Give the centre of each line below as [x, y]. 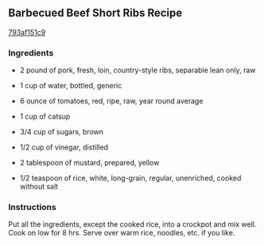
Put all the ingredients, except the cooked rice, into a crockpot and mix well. [132, 224]
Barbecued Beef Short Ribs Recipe [95, 13]
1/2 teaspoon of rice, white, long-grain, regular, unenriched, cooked [130, 178]
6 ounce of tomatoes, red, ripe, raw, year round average [111, 101]
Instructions [33, 208]
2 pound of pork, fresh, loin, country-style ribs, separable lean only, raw [138, 70]
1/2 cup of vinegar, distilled [64, 147]
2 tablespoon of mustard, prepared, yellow [89, 163]
